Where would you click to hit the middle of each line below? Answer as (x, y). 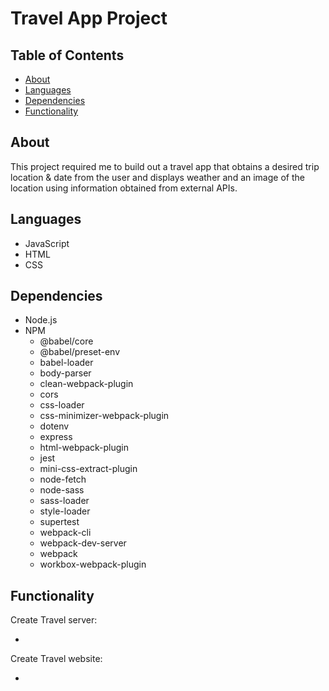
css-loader (62, 405)
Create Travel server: (54, 620)
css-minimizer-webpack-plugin (104, 416)
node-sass (62, 490)
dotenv (54, 426)
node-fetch (63, 479)
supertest (59, 522)
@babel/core (66, 341)
